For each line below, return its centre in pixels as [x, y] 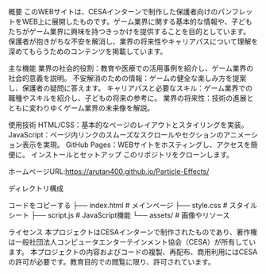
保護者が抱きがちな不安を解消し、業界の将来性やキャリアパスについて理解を [133, 41]
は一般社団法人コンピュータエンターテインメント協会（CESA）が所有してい [132, 242]
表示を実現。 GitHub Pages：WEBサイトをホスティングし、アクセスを [137, 145]
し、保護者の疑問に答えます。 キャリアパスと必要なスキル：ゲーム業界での [130, 88]
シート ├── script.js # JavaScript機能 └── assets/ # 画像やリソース [119, 215]
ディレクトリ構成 [36, 188]
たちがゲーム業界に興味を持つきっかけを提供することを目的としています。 [129, 31]
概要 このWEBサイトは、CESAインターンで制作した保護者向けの [113, 12]
